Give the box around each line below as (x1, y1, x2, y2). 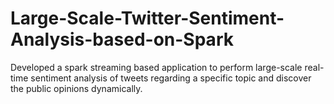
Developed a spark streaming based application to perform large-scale (10, 61, 303, 73)
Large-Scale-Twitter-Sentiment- (10, 7, 285, 30)
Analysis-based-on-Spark (10, 28, 234, 51)
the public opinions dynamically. (10, 82, 143, 94)
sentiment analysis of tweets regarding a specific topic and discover (30, 72, 312, 84)
